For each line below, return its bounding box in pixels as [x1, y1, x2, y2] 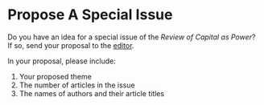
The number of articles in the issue [19, 80, 135, 90]
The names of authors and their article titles [19, 88, 165, 98]
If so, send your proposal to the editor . [7, 40, 134, 50]
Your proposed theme [19, 71, 92, 81]
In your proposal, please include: [7, 56, 116, 66]
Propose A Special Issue [7, 6, 173, 24]
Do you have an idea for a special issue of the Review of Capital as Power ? [7, 32, 256, 42]
